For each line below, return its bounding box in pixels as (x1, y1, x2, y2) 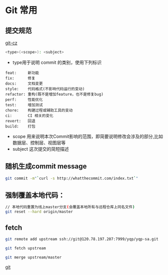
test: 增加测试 (5, 102, 43, 107)
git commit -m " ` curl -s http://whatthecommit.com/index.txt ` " (5, 176, 138, 181)
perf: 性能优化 (5, 97, 43, 102)
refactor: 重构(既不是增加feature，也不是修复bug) (5, 92, 104, 97)
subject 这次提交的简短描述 (12, 146, 69, 152)
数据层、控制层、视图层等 (12, 140, 66, 146)
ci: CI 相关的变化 (5, 113, 54, 118)
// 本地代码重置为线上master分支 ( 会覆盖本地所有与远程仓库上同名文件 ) (5, 204, 135, 210)
